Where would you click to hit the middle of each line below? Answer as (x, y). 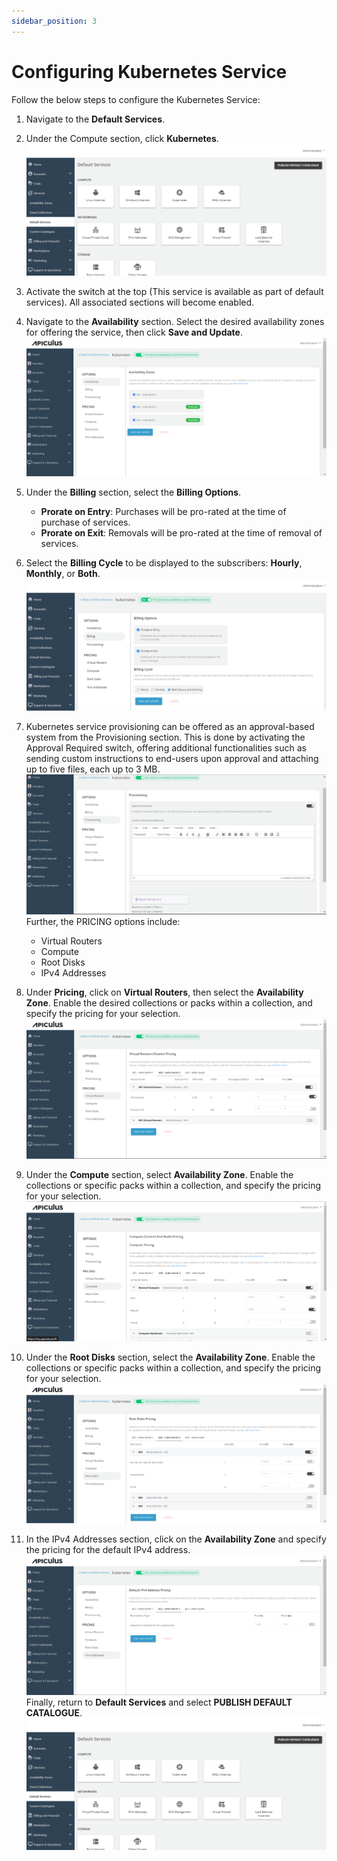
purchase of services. (85, 522)
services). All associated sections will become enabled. (140, 302)
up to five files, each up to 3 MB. (93, 769)
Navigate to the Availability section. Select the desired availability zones (175, 321)
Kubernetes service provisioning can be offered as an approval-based (170, 726)
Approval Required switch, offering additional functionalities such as (166, 747)
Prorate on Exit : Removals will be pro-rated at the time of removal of (181, 532)
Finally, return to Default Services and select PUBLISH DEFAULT (159, 1702)
